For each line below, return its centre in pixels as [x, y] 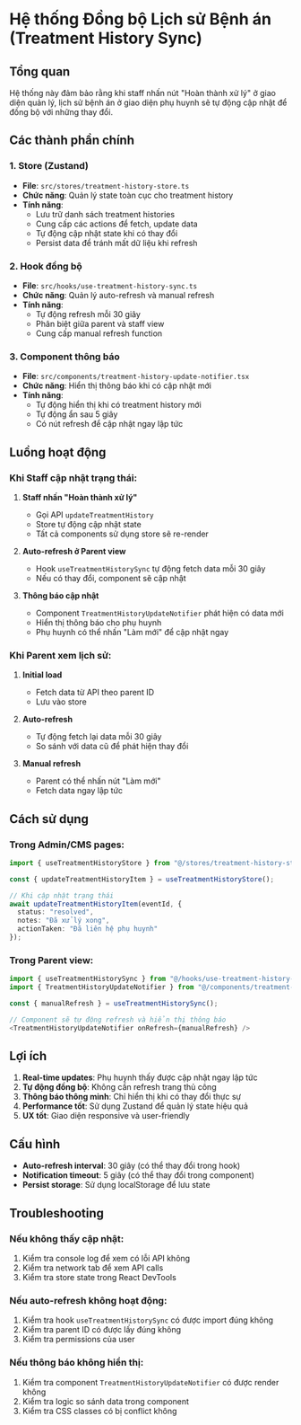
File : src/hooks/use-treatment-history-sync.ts [110, 285]
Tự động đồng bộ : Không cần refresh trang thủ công [119, 1087]
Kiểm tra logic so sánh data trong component [106, 1401]
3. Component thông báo [65, 357]
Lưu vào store [61, 702]
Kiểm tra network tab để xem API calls [93, 1268]
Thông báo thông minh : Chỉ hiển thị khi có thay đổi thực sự [132, 1097]
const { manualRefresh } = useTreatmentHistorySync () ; [114, 1004]
